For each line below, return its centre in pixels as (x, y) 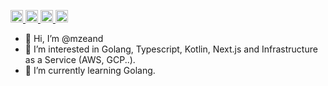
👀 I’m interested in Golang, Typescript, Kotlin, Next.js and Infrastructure (171, 49)
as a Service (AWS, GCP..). (80, 59)
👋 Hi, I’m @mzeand (64, 38)
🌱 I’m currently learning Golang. (90, 70)
